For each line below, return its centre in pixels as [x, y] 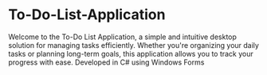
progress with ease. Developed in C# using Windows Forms [106, 62]
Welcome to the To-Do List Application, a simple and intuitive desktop [123, 37]
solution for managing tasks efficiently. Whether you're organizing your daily [133, 45]
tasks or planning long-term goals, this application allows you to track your [131, 53]
